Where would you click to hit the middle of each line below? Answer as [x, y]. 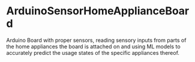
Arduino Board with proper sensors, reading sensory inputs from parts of [96, 40]
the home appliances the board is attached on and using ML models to [94, 46]
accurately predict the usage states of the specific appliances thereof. [93, 52]
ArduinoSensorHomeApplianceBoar [98, 11]
